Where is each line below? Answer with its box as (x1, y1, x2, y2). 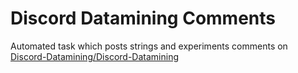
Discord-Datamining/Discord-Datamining (10, 50, 179, 62)
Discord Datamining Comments (10, 7, 277, 30)
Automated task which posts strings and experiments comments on (10, 40, 288, 52)
